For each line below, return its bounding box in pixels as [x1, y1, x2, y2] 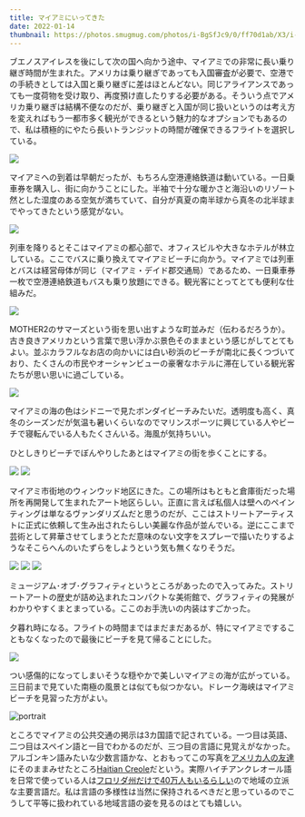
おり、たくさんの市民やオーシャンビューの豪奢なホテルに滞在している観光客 [9, 358, 295, 369]
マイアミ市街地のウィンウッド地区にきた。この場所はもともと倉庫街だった [9, 486, 288, 497]
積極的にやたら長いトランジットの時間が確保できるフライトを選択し [40, 124, 296, 135]
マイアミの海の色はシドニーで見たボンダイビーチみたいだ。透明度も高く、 [9, 406, 288, 417]
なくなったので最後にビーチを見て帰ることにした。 [25, 634, 216, 645]
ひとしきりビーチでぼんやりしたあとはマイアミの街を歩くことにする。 [9, 448, 272, 458]
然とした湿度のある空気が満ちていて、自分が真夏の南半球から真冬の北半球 [9, 194, 288, 205]
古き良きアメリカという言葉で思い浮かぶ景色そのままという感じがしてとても [9, 335, 295, 346]
